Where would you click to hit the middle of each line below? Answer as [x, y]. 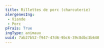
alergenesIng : [20, 14]
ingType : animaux [23, 33]
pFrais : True [19, 28]
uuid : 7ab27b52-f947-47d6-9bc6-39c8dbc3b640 [52, 38]
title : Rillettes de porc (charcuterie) [48, 10]
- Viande [16, 19]
